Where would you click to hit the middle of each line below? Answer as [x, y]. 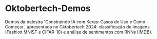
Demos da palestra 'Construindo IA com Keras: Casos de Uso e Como [75, 22]
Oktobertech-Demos [48, 8]
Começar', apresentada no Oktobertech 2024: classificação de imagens [78, 26]
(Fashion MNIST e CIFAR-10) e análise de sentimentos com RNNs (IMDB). [79, 32]
